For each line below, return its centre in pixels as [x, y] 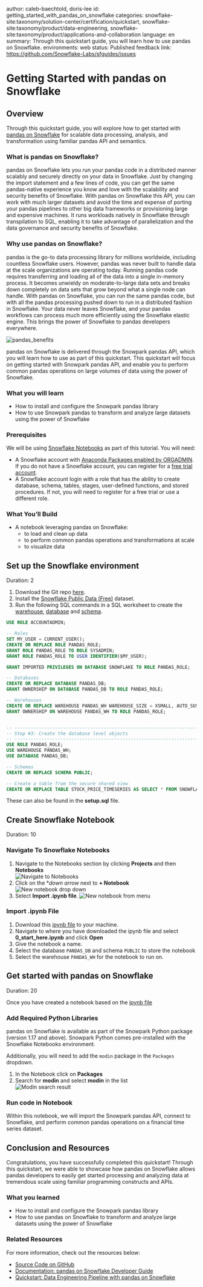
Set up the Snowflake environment [73, 566]
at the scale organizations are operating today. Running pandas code [92, 270]
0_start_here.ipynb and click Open [59, 937]
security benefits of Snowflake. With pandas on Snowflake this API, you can [101, 196]
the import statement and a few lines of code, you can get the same [91, 183]
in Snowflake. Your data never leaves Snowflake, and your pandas [89, 308]
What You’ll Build [32, 514]
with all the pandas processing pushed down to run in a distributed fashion [99, 302]
